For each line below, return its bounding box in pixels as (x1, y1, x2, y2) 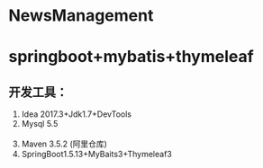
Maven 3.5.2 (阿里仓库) (21, 138, 107, 149)
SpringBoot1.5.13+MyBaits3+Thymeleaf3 (21, 149, 172, 160)
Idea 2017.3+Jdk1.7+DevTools (21, 109, 132, 119)
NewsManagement (8, 5, 154, 26)
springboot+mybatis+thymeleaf (8, 47, 254, 67)
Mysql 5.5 (21, 119, 59, 129)
